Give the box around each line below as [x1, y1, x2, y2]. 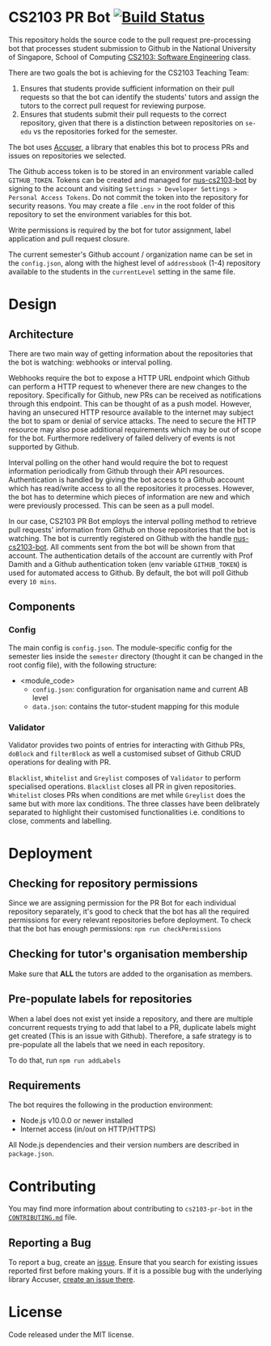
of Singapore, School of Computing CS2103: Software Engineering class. [8, 52, 252, 62]
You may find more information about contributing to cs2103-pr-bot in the [8, 1203, 253, 1214]
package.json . [8, 1148, 54, 1158]
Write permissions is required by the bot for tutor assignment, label [8, 225, 231, 235]
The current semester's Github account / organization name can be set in [8, 249, 253, 259]
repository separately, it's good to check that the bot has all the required [8, 906, 249, 916]
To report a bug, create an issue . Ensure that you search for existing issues [8, 1258, 259, 1267]
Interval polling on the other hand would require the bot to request [8, 458, 228, 467]
